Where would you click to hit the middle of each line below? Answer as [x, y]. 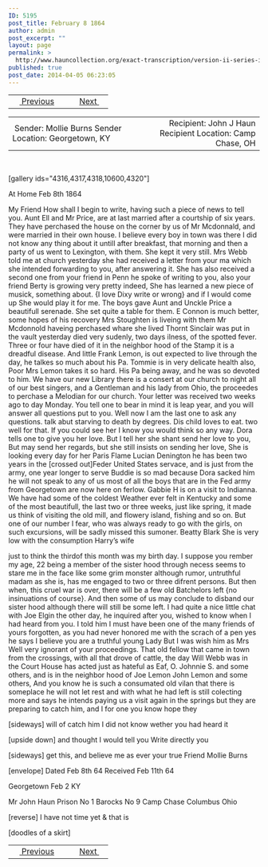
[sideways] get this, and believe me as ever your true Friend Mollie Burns [128, 755]
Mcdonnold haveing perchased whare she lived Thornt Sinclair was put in [129, 328]
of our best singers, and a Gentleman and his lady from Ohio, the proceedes [133, 388]
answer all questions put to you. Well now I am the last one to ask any [122, 413]
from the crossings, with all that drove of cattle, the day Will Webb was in [128, 658]
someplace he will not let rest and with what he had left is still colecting [125, 691]
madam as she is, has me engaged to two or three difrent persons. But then [132, 581]
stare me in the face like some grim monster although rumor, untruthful [124, 573]
